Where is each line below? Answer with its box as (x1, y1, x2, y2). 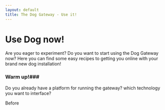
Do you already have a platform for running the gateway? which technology (5, 85, 160, 91)
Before (5, 100, 19, 106)
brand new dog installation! (5, 61, 61, 67)
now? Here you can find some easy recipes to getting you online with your (5, 56, 158, 62)
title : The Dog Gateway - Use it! (5, 12, 77, 17)
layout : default (5, 7, 39, 13)
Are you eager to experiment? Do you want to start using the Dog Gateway (5, 50, 159, 56)
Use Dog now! (5, 34, 64, 45)
